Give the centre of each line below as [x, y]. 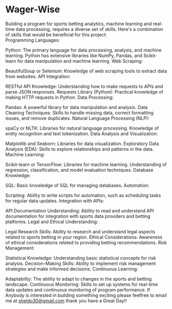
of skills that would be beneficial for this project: [56, 34]
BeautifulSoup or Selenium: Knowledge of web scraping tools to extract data [86, 71]
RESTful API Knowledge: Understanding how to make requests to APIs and [84, 86]
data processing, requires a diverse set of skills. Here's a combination [89, 29]
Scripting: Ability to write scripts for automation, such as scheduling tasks [83, 195]
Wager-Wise [33, 10]
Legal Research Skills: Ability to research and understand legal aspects [80, 231]
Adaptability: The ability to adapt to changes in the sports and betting [79, 279]
